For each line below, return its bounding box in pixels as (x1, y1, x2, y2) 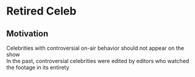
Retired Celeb (6, 4, 77, 18)
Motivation (6, 28, 49, 39)
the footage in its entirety (6, 64, 69, 71)
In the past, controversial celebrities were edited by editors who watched (6, 58, 190, 64)
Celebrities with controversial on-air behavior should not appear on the (6, 44, 185, 52)
